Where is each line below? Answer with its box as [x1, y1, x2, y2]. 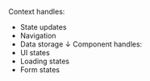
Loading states [19, 56, 70, 66]
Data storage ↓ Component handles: [19, 39, 143, 49]
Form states [19, 65, 60, 75]
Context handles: [8, 7, 65, 16]
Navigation [19, 31, 56, 40]
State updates [19, 22, 67, 31]
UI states [19, 48, 50, 57]
